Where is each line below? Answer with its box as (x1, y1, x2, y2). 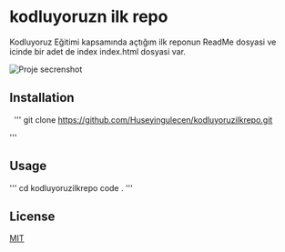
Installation (9, 90, 75, 106)
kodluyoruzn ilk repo (9, 6, 168, 27)
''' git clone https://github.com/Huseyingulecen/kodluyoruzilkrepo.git (13, 114, 273, 125)
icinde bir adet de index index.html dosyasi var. (9, 45, 187, 56)
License (9, 208, 56, 224)
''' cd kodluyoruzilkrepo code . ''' (9, 182, 134, 193)
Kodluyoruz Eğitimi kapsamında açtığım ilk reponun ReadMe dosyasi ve (9, 36, 277, 47)
